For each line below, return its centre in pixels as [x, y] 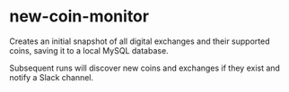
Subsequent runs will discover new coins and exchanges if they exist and [145, 68]
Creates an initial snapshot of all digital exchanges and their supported [140, 41]
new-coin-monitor [79, 17]
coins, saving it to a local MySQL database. [89, 50]
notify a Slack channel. [52, 77]
